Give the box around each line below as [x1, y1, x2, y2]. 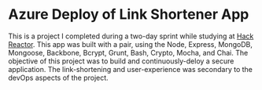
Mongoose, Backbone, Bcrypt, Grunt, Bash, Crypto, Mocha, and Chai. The [8, 48, 249, 57]
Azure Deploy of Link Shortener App [8, 5, 249, 23]
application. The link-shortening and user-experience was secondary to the [8, 64, 253, 74]
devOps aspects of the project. [8, 73, 109, 82]
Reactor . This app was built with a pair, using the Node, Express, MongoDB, [8, 39, 253, 49]
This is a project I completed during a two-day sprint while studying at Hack [8, 31, 254, 41]
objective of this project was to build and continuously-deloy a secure [8, 56, 234, 66]
